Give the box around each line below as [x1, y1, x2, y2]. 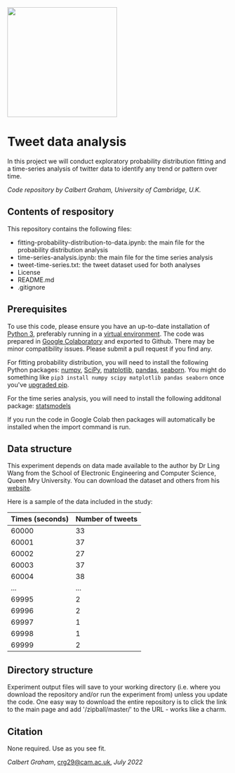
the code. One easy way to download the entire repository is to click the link [7, 698, 227, 706]
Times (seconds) [11, 514, 69, 524]
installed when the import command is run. [7, 422, 131, 431]
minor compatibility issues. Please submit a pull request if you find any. [7, 344, 213, 353]
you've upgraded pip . [7, 380, 69, 389]
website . [7, 484, 32, 493]
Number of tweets [75, 514, 138, 524]
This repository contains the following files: [7, 224, 132, 233]
